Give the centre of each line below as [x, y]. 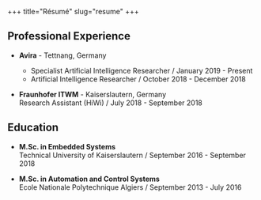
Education [33, 128]
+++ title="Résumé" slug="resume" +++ [73, 11]
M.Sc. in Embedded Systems [67, 146]
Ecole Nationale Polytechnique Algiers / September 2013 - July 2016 [130, 187]
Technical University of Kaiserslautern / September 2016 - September [132, 155]
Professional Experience [69, 36]
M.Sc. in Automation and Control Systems [89, 179]
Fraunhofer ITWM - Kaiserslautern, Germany [93, 94]
